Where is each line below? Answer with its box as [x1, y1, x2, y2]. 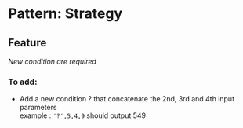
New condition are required [8, 57, 96, 66]
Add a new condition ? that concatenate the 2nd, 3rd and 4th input [19, 94, 235, 104]
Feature [8, 36, 47, 49]
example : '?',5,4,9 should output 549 [19, 111, 147, 120]
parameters [19, 103, 57, 112]
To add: [8, 76, 38, 87]
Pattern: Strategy [8, 5, 123, 23]
